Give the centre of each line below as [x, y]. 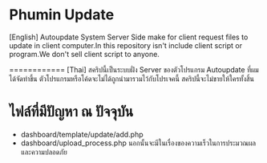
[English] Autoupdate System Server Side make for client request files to [129, 37]
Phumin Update [62, 15]
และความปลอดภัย [44, 152]
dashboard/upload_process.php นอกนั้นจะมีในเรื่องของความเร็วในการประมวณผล [138, 143]
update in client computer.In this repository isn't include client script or [126, 45]
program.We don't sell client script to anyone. [84, 54]
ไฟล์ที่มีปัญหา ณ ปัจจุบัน [71, 112]
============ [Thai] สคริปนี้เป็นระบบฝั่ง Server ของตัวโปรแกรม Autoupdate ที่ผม [134, 69]
